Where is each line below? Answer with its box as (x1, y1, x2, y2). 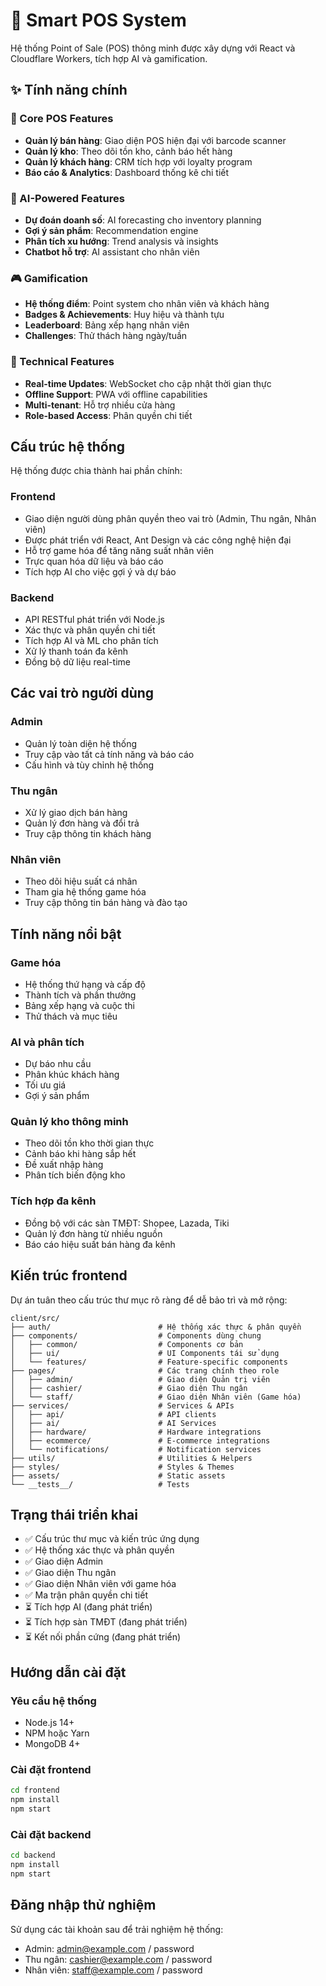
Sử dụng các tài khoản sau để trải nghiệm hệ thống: (10, 1923, 224, 1935)
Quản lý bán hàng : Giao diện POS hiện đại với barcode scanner (24, 134, 287, 146)
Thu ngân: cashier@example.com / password (24, 1953, 213, 1965)
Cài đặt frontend (10, 1763, 92, 1777)
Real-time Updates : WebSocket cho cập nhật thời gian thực (24, 377, 272, 389)
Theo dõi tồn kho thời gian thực (24, 1137, 155, 1149)
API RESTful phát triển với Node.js (24, 613, 166, 625)
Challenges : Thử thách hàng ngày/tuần (24, 330, 188, 342)
